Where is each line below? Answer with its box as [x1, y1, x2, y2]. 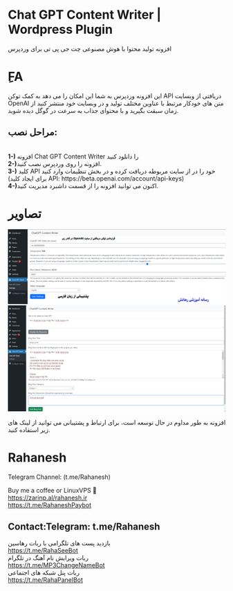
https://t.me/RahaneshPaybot [8, 500, 92, 509]
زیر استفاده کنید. [8, 426, 50, 434]
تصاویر [8, 206, 42, 221]
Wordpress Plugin [8, 21, 113, 37]
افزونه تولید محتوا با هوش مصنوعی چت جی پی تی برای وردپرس [8, 44, 172, 53]
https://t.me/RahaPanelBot [8, 576, 84, 584]
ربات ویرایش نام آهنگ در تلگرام [8, 554, 89, 562]
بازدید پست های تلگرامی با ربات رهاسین [8, 539, 111, 547]
